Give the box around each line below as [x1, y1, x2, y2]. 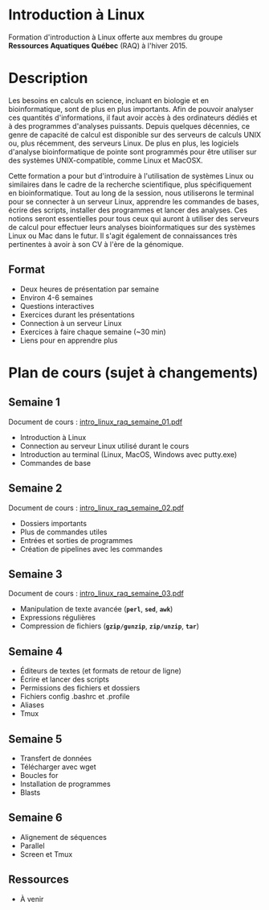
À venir [19, 894, 44, 904]
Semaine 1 [8, 396, 60, 410]
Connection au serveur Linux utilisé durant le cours [19, 441, 190, 451]
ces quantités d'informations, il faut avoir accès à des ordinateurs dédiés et [8, 113, 258, 122]
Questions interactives [19, 301, 95, 311]
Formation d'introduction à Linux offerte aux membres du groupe [8, 32, 223, 42]
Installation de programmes [19, 779, 111, 789]
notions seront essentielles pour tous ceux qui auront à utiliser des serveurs [8, 213, 259, 223]
